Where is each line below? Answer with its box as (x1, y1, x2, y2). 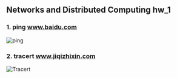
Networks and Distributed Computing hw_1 (6, 5, 171, 15)
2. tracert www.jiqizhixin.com (6, 51, 96, 60)
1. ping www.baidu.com (6, 23, 77, 31)
